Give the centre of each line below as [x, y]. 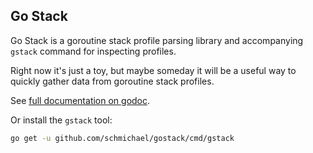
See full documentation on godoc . [80, 100]
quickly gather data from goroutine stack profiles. [112, 81]
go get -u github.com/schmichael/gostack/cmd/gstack [122, 138]
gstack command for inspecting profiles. [93, 51]
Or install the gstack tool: [61, 120]
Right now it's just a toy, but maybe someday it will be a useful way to [153, 70]
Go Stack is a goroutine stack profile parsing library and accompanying [157, 40]
